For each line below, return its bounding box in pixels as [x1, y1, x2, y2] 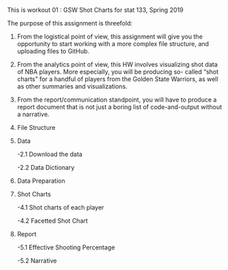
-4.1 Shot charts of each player [16, 203, 104, 212]
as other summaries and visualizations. [16, 82, 128, 90]
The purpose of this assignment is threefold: [7, 19, 133, 27]
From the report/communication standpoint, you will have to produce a [16, 95, 217, 104]
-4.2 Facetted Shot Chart [16, 216, 88, 225]
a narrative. [16, 110, 50, 118]
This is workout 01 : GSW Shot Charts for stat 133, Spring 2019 [7, 6, 184, 14]
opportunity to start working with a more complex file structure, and [16, 40, 209, 47]
